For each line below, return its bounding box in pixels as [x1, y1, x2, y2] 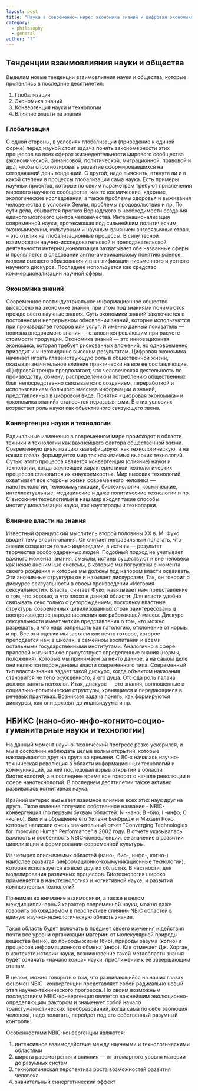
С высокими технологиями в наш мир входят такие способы [6, 495, 160, 502]
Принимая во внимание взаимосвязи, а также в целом [6, 895, 145, 902]
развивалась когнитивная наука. [6, 785, 89, 792]
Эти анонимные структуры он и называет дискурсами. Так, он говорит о [6, 574, 190, 581]
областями [14, 1047, 42, 1054]
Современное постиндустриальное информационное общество [6, 298, 168, 305]
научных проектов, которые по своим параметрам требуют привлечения [6, 182, 192, 189]
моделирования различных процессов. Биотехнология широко [6, 870, 166, 877]
